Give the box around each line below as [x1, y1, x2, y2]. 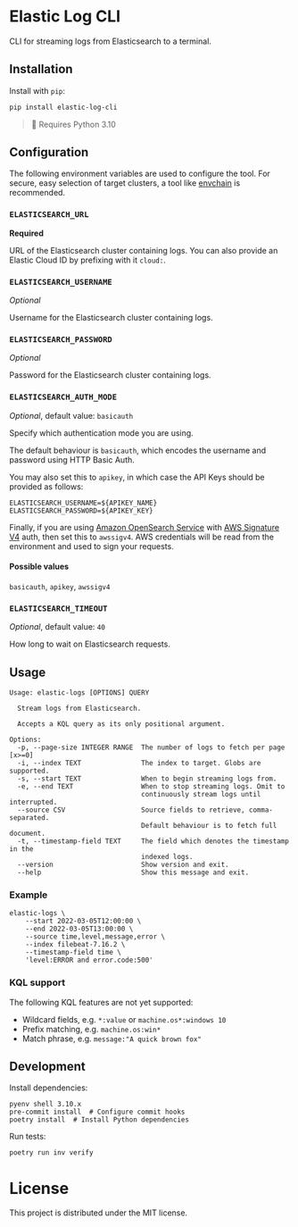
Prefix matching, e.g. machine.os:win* [21, 1023, 161, 1034]
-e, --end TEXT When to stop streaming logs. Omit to [17, 781, 286, 791]
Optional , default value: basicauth [9, 410, 134, 421]
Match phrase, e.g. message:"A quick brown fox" [21, 1033, 203, 1044]
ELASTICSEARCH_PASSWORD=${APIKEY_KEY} [9, 506, 153, 515]
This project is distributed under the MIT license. [9, 1207, 188, 1218]
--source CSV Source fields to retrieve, [17, 805, 245, 814]
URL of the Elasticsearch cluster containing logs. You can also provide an [9, 245, 278, 255]
